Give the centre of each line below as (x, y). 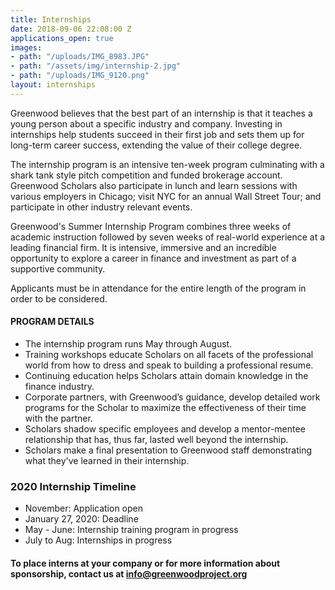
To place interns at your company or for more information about (145, 563)
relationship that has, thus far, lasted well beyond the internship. (156, 439)
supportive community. (58, 268)
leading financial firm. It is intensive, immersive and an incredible (143, 247)
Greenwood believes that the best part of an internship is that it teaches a (161, 113)
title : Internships (51, 19)
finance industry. (59, 386)
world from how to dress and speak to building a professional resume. (169, 365)
